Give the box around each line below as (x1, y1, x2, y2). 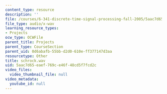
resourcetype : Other (5, 53, 48, 59)
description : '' (5, 12, 39, 17)
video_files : (5, 68, 32, 73)
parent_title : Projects (5, 40, 55, 45)
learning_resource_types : (5, 26, 59, 31)
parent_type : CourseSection (5, 44, 64, 49)
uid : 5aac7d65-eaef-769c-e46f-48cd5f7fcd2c (5, 63, 97, 68)
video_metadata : (5, 77, 39, 82)
